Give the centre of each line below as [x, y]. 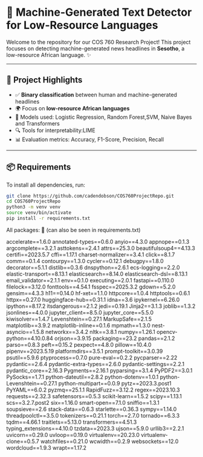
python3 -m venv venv [34, 207]
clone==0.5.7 [23, 441]
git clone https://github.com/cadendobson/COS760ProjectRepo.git [90, 196]
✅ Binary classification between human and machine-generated [96, 95]
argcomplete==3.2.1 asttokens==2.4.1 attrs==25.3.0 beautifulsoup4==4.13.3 [101, 248]
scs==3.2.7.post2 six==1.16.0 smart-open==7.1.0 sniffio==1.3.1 [83, 402]
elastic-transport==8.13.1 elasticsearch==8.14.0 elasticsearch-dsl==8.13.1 [97, 274]
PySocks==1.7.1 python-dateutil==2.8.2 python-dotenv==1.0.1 [82, 377]
